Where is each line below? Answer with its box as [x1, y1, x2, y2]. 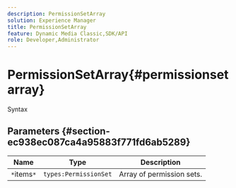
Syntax [7, 105, 28, 113]
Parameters [7, 125, 60, 137]
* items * [11, 169, 37, 179]
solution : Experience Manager [7, 17, 97, 24]
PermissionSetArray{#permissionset [7, 67, 229, 83]
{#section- [61, 125, 111, 137]
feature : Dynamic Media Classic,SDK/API [7, 30, 129, 37]
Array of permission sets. [119, 169, 203, 179]
